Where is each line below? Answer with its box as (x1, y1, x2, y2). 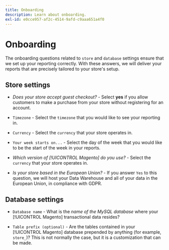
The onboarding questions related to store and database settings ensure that (5, 55, 164, 61)
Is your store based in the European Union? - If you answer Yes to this (12, 170, 157, 176)
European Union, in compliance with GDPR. (12, 180, 102, 187)
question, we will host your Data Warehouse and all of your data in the (12, 175, 158, 181)
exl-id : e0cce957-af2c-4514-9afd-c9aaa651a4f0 (5, 17, 105, 22)
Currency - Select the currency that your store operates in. (12, 130, 133, 136)
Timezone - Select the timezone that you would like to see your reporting (12, 115, 160, 121)
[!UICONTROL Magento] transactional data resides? (12, 214, 120, 220)
